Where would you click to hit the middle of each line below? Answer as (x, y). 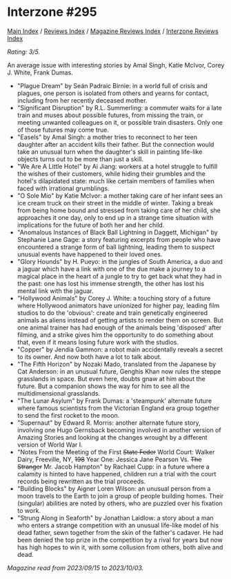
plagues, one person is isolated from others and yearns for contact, (113, 93)
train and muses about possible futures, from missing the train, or (110, 115)
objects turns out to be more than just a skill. (80, 159)
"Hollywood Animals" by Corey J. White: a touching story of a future (114, 298)
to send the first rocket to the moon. (68, 415)
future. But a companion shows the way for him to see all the (103, 386)
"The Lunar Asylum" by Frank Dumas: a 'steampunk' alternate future (114, 400)
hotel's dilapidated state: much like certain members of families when (116, 181)
